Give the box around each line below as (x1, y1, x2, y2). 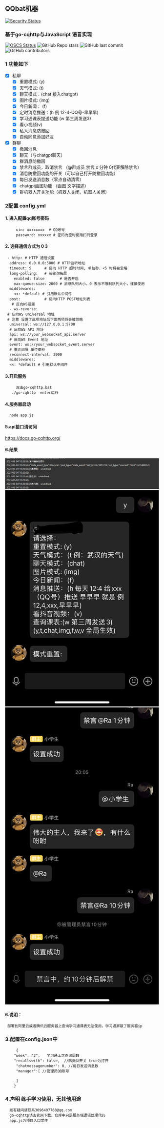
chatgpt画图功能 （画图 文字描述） (19, 182, 89, 189)
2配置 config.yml (5, 202, 46, 209)
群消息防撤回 (19, 158, 45, 164)
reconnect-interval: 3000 (9, 352, 62, 357)
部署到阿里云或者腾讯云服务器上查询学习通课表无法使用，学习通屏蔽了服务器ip (7, 1024, 143, 1028)
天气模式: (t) (19, 85, 44, 91)
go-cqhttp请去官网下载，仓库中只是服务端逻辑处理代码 (9, 1113, 106, 1118)
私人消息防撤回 (19, 127, 50, 133)
